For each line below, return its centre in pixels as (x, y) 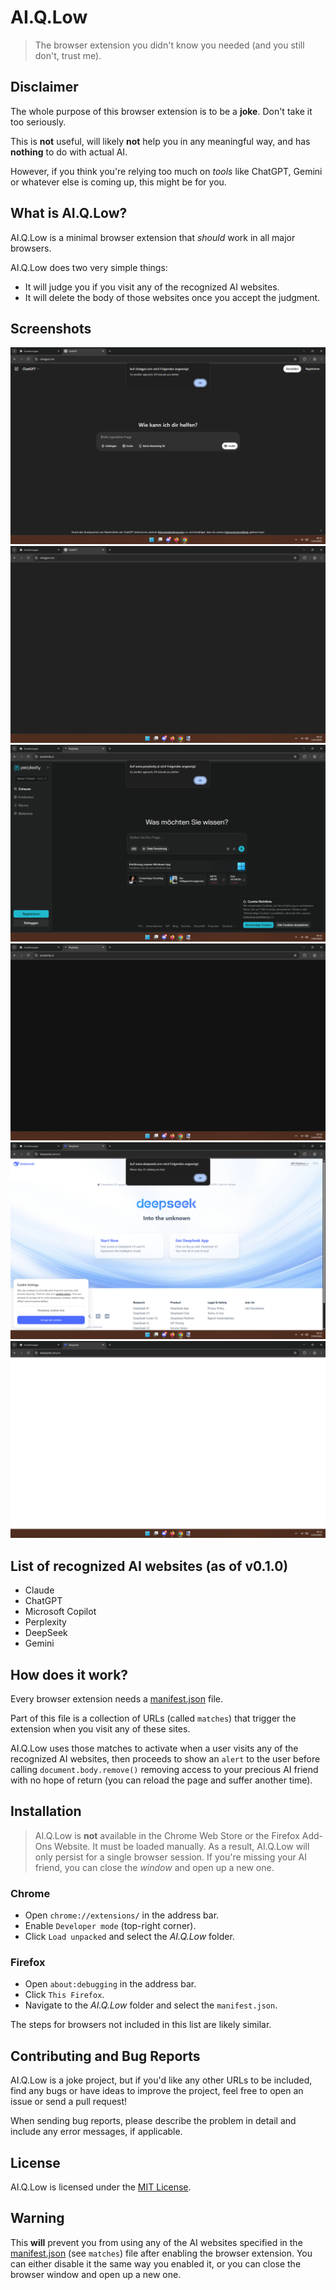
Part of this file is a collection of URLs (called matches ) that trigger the (153, 1718)
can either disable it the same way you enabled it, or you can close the (156, 2263)
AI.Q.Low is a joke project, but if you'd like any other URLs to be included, (161, 2080)
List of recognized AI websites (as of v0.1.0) (149, 1566)
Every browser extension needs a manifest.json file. (117, 1699)
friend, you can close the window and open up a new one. (154, 1867)
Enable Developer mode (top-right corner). (110, 1926)
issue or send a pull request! (69, 2102)
